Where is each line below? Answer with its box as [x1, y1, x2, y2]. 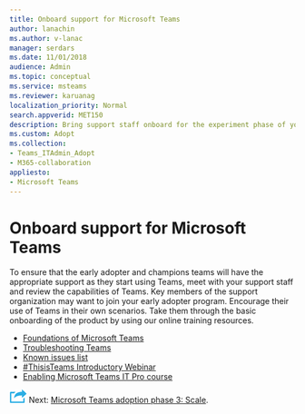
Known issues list [22, 352, 88, 363]
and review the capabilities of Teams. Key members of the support [9, 286, 259, 297]
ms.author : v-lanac [9, 34, 84, 43]
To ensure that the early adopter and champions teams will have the [9, 267, 264, 278]
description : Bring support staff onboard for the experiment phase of [9, 120, 286, 129]
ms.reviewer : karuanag [9, 91, 95, 100]
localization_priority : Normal [9, 101, 128, 110]
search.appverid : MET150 [9, 110, 103, 120]
